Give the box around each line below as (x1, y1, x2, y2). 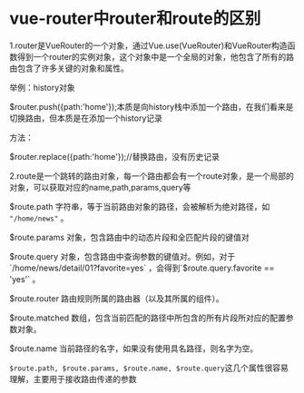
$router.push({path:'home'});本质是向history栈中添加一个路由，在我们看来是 (9, 101, 294, 112)
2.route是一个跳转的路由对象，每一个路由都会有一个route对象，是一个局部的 (9, 170, 295, 182)
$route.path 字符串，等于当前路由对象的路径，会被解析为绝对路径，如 (9, 201, 270, 211)
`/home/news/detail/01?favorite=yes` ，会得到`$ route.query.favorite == (9, 262, 275, 273)
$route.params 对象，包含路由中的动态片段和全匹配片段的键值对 (9, 231, 250, 242)
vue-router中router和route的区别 (9, 8, 261, 29)
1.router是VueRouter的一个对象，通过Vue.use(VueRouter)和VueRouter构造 (9, 40, 288, 51)
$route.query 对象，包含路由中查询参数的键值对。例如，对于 (9, 251, 236, 261)
